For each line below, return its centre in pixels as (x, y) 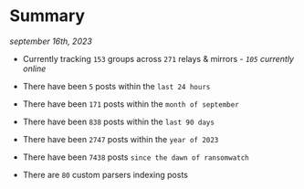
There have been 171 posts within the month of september (131, 104)
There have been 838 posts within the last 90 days (118, 121)
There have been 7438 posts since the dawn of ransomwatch (136, 157)
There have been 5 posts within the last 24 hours (116, 86)
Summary (47, 16)
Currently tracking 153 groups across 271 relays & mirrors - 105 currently (158, 58)
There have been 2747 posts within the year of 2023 (121, 139)
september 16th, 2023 (51, 41)
